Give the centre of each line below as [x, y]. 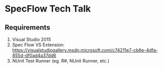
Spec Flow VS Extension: [38, 45]
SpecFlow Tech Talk [48, 9]
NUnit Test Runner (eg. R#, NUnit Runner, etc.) [61, 61]
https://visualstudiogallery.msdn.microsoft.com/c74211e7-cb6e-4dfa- [85, 50]
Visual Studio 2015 [31, 39]
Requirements [27, 27]
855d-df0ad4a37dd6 [34, 55]
